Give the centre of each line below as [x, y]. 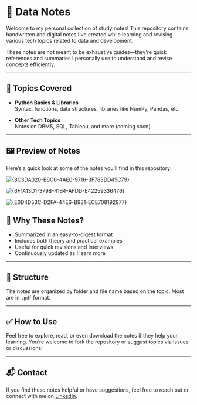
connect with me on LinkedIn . [42, 396]
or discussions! [24, 348]
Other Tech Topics [38, 120]
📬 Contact [27, 372]
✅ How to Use [32, 321]
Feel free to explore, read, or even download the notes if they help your [92, 336]
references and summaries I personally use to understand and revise [89, 58]
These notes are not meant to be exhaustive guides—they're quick [86, 52]
